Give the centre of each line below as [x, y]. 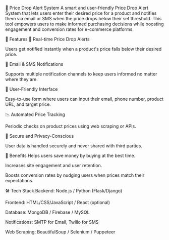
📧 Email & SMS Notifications [34, 64]
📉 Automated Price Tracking [35, 114]
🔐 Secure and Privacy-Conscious [40, 136]
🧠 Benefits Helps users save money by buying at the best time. [70, 155]
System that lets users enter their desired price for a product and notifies [81, 13]
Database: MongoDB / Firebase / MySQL [47, 212]
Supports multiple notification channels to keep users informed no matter [81, 74]
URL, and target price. [28, 104]
